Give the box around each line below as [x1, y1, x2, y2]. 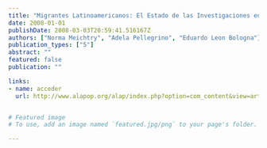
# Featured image [8, 113, 66, 121]
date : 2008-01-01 [8, 19, 66, 27]
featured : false [8, 56, 62, 64]
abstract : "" [8, 48, 52, 56]
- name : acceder [8, 85, 62, 93]
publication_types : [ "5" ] [8, 41, 94, 49]
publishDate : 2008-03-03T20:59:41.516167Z [8, 26, 151, 34]
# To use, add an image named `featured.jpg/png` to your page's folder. [8, 120, 258, 129]
